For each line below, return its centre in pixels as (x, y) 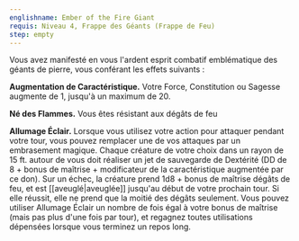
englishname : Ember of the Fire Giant (82, 18)
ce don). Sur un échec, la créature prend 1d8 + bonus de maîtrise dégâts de (150, 179)
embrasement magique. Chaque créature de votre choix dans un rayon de (146, 150)
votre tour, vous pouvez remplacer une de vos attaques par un (125, 141)
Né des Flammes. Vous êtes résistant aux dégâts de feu (113, 114)
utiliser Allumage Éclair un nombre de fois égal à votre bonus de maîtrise (144, 208)
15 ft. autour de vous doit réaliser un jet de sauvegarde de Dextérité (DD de (148, 160)
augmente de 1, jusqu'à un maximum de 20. (90, 96)
